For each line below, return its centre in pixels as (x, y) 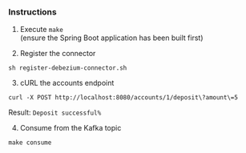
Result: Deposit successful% (55, 113)
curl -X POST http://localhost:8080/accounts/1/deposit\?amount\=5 (123, 98)
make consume (30, 143)
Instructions (33, 12)
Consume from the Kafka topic (71, 128)
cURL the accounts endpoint (67, 83)
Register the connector (58, 54)
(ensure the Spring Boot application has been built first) (111, 38)
